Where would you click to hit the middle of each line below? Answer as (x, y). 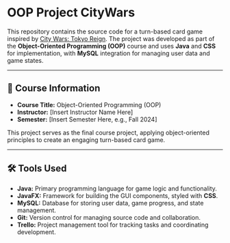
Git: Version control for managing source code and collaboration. (108, 217)
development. (36, 232)
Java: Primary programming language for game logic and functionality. (117, 188)
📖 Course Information (54, 88)
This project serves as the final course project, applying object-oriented (108, 132)
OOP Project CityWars (71, 13)
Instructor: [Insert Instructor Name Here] (75, 112)
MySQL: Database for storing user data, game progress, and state (110, 203)
